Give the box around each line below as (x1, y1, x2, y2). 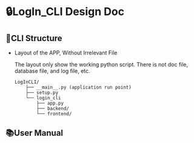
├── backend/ (36, 105, 69, 111)
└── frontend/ (36, 111, 72, 117)
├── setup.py (25, 90, 59, 96)
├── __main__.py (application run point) (25, 84, 132, 90)
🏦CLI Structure (5, 33, 62, 43)
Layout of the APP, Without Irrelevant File (14, 49, 118, 56)
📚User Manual (5, 128, 64, 138)
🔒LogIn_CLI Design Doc (5, 5, 125, 19)
